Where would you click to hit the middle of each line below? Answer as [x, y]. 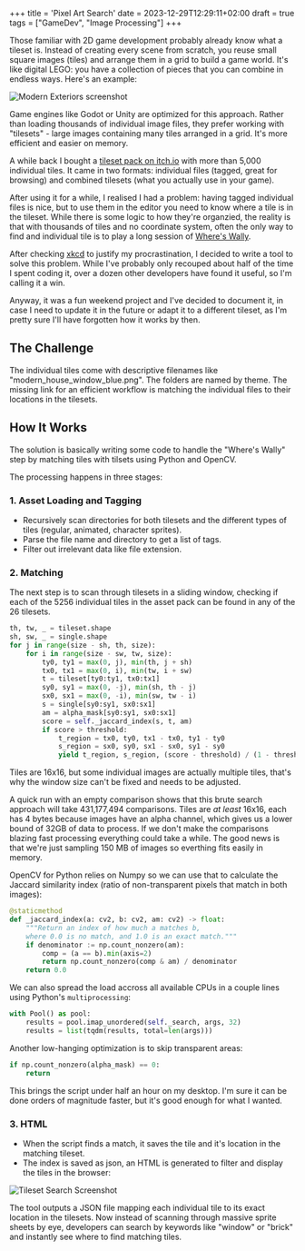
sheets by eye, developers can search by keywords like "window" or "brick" [151, 1226]
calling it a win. [37, 283]
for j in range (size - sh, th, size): [83, 645]
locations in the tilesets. [54, 399]
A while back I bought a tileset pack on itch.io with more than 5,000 [135, 161]
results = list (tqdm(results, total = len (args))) [119, 1030]
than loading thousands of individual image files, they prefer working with [147, 124]
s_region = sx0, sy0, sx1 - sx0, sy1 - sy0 [141, 747]
